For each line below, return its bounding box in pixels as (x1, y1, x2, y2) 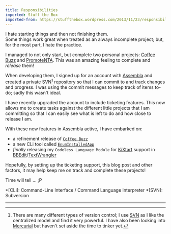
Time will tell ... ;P (5, 177, 42, 183)
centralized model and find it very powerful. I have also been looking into (12, 218, 165, 224)
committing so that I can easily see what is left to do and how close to (5, 110, 152, 116)
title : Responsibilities (5, 7, 58, 13)
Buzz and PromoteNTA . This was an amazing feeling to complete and (5, 57, 151, 63)
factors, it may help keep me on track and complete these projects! (5, 167, 146, 174)
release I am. (5, 116, 33, 122)
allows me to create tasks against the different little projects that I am (5, 105, 150, 111)
